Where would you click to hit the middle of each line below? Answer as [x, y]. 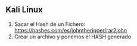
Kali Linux [24, 10]
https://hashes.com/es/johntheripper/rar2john [71, 30]
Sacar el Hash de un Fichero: [50, 24]
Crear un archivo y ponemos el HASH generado [73, 37]
